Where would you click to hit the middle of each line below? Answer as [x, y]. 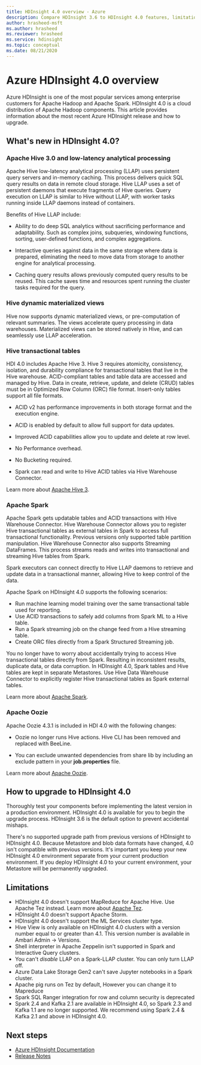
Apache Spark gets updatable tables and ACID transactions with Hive [92, 518]
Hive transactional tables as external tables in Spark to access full [87, 531]
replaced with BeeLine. [43, 744]
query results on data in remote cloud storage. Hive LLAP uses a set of [93, 184]
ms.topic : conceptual [33, 45]
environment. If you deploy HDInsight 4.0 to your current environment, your [99, 862]
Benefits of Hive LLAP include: [44, 215]
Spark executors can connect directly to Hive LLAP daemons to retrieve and [100, 568]
